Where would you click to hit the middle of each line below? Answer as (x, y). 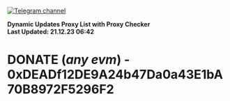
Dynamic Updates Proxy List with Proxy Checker (79, 24)
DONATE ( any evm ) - (69, 60)
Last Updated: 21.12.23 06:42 (51, 32)
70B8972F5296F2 (61, 90)
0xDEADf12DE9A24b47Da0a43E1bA (115, 75)
